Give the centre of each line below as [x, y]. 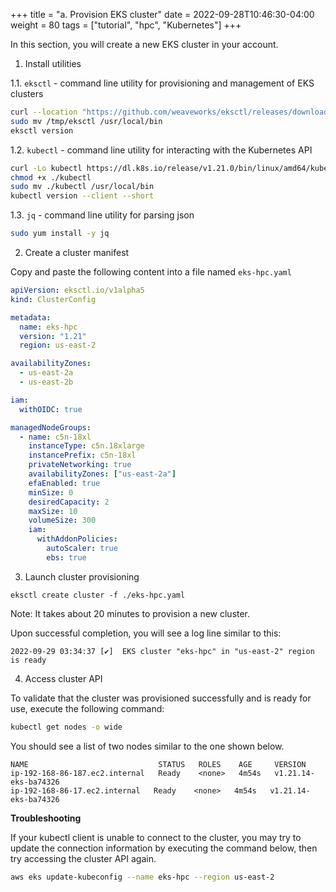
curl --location [44, 112]
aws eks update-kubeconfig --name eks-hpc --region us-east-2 [142, 877]
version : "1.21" [53, 336]
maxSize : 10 [53, 511]
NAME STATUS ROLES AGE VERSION [158, 764]
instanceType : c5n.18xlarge [86, 446]
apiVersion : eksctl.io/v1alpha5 [77, 290]
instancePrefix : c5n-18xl [82, 455]
